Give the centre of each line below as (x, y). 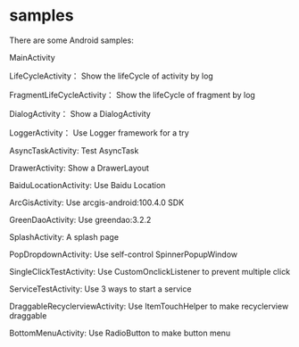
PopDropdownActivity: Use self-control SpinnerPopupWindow (124, 254)
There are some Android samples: (71, 40)
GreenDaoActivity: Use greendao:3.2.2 (80, 219)
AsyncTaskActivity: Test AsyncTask (74, 150)
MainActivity (32, 57)
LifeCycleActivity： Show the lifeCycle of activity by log (112, 76)
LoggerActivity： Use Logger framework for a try (99, 132)
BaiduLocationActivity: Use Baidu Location (87, 185)
